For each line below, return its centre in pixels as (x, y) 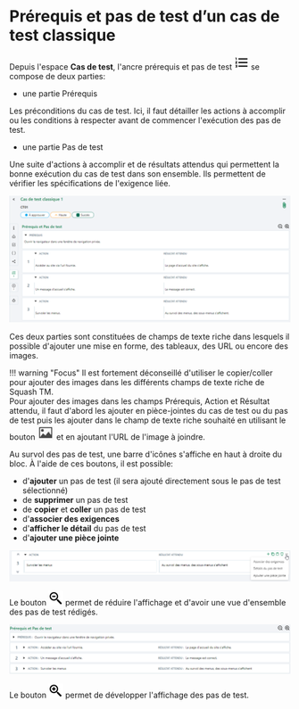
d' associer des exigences (71, 519)
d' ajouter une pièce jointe (71, 538)
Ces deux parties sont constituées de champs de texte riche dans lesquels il (149, 337)
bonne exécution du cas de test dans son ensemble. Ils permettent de (137, 173)
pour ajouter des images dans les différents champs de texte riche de (137, 383)
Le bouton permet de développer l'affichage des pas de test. (129, 695)
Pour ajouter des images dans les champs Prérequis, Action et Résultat (140, 401)
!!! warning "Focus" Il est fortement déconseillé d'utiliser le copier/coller (141, 373)
